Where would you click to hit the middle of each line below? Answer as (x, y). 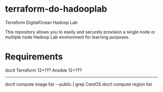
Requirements (34, 57)
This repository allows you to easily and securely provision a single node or (80, 32)
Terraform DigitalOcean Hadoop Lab (41, 22)
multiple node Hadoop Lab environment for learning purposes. (67, 37)
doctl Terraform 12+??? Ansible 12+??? (44, 70)
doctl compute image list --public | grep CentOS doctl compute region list (79, 84)
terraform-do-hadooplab (56, 9)
